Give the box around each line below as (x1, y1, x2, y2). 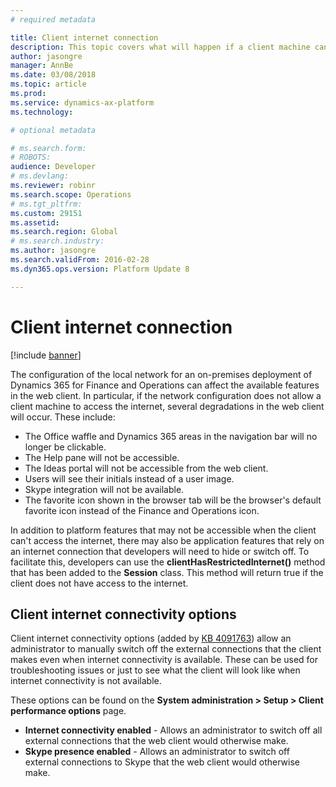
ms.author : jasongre (10, 246, 97, 256)
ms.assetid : (10, 217, 60, 228)
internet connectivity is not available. (10, 675, 162, 687)
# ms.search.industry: (10, 236, 105, 246)
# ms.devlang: (10, 171, 70, 181)
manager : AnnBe (10, 61, 74, 71)
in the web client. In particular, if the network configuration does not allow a (10, 389, 322, 401)
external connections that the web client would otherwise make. (24, 735, 289, 747)
